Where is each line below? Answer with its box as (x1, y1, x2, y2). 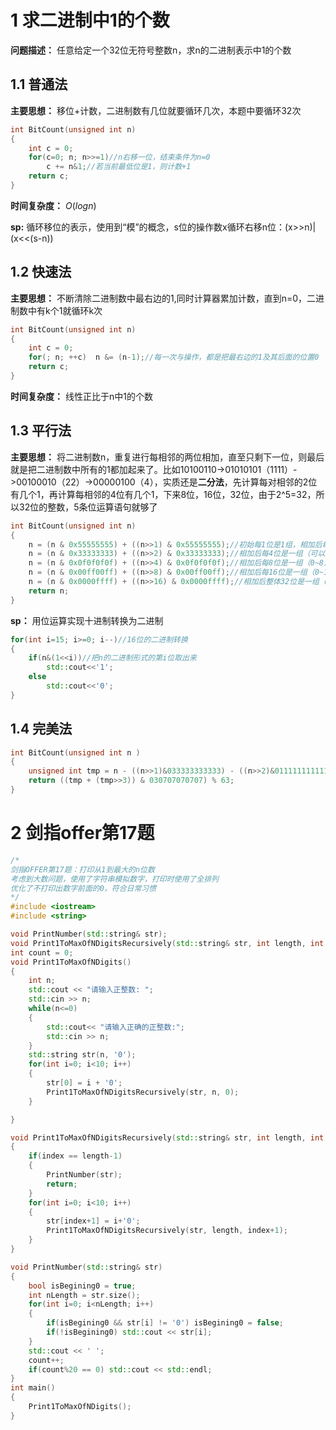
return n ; (28, 586, 70, 596)
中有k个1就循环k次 (27, 304, 103, 316)
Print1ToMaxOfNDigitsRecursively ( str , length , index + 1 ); (46, 1226, 288, 1236)
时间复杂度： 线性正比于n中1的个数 (10, 390, 153, 402)
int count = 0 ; (10, 947, 74, 958)
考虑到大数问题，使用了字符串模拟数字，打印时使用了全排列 (10, 874, 219, 884)
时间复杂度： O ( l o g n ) (10, 199, 97, 211)
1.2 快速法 (10, 264, 72, 281)
